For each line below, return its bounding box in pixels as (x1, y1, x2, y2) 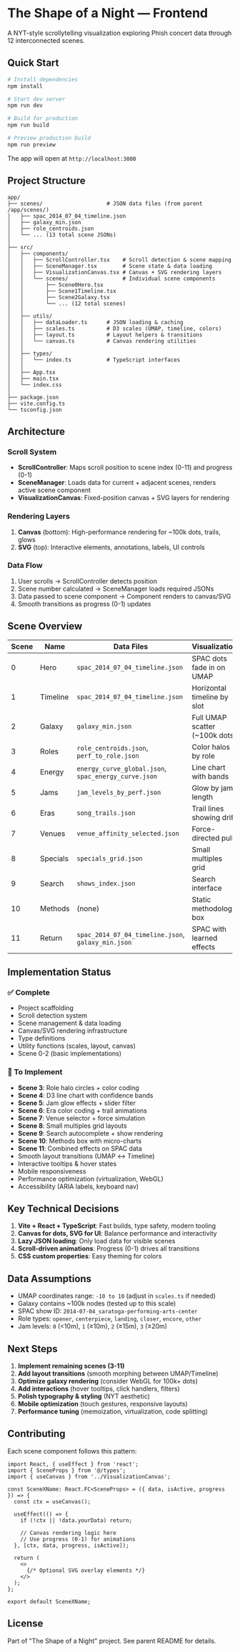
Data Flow (7, 561, 43, 571)
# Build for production (7, 115, 79, 122)
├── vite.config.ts (7, 400, 66, 407)
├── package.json (7, 394, 59, 401)
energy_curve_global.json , (76, 763, 166, 773)
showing (191, 812, 221, 822)
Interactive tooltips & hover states (17, 1159, 117, 1168)
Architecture (7, 425, 66, 437)
